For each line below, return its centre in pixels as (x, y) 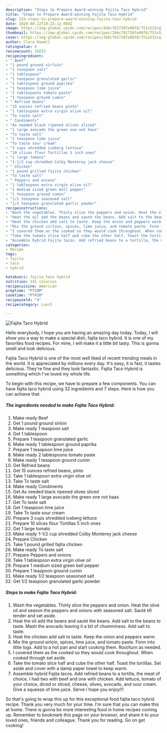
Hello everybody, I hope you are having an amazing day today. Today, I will (82, 332)
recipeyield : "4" (24, 300)
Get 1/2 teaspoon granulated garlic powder (56, 581)
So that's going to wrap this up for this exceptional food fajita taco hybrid (80, 699)
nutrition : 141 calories (31, 281)
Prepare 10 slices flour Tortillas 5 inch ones (57, 523)
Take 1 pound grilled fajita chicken (48, 544)
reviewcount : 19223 (26, 51)
